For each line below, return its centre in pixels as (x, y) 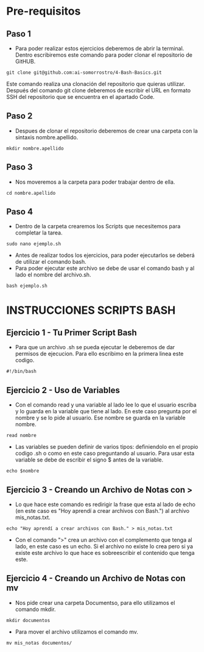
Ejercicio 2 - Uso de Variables (63, 390)
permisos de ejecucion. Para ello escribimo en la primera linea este (99, 354)
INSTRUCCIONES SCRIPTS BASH (91, 310)
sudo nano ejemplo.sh (34, 244)
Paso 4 (20, 212)
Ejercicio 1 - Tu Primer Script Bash (72, 333)
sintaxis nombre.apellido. (47, 137)
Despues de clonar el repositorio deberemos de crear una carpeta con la (106, 131)
